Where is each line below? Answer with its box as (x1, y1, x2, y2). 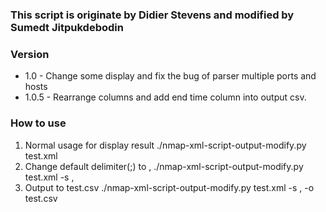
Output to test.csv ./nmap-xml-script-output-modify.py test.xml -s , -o (24, 181, 315, 193)
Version (10, 47, 50, 61)
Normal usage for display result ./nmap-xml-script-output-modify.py (24, 139, 307, 151)
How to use (10, 116, 67, 130)
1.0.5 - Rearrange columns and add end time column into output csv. (24, 91, 307, 103)
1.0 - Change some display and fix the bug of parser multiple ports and (24, 70, 317, 82)
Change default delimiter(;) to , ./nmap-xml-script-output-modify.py (24, 160, 304, 172)
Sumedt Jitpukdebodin (10, 20, 124, 34)
